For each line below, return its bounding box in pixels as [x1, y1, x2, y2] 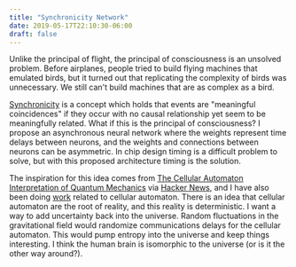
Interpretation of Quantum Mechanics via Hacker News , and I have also [9, 183, 269, 193]
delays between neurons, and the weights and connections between [9, 137, 260, 147]
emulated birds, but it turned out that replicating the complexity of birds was [9, 73, 287, 83]
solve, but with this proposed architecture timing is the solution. [9, 156, 241, 167]
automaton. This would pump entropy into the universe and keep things [9, 230, 270, 240]
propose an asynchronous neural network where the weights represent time [9, 128, 287, 138]
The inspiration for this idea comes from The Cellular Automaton [9, 173, 244, 184]
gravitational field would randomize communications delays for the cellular [9, 220, 282, 231]
